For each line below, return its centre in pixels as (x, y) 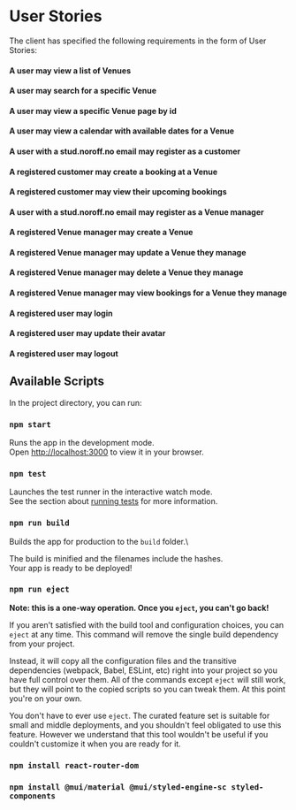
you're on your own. (46, 698)
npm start (30, 424)
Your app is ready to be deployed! (71, 568)
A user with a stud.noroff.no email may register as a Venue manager (137, 212)
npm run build (39, 523)
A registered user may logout (64, 353)
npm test (28, 474)
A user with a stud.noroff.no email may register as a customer (125, 151)
